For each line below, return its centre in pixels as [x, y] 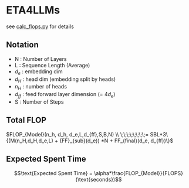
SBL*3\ [159, 134]
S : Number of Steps [39, 102]
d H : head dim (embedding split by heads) [65, 80]
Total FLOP [26, 120]
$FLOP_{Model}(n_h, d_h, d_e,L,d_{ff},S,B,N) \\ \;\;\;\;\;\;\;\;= [77, 134]
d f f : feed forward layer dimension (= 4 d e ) [65, 95]
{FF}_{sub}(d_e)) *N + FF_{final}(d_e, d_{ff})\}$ [117, 141]
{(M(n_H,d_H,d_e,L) [30, 141]
